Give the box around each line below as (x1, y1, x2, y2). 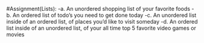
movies (6, 31, 25, 38)
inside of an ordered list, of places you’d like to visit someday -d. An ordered (6, 18, 198, 25)
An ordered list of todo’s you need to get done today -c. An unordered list (12, 12, 197, 19)
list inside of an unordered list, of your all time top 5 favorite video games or (6, 24, 197, 31)
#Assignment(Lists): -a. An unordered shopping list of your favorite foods (6, 5, 191, 12)
